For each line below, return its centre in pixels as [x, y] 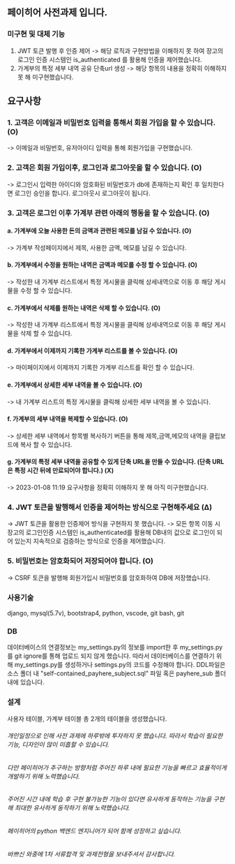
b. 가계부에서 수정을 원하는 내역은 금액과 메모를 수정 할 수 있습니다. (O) [102, 265]
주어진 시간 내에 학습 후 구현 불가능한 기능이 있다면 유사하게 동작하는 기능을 [109, 799]
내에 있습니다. [26, 682]
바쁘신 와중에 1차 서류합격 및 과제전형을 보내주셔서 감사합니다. [91, 854]
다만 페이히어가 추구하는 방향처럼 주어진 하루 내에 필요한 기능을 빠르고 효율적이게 [117, 768]
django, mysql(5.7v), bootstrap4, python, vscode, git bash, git [96, 613]
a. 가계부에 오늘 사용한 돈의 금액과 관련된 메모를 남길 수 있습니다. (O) [99, 231]
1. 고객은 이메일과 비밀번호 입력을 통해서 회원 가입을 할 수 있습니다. [112, 123]
